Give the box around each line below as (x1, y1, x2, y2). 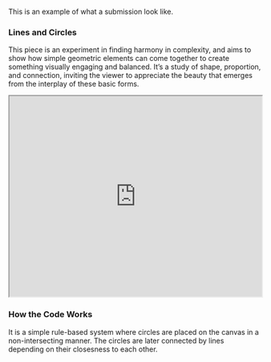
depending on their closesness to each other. (8, 344, 158, 354)
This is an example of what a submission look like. (8, 7, 174, 16)
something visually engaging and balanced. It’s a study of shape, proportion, (8, 62, 261, 71)
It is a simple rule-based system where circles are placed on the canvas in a (8, 327, 259, 336)
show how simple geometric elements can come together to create (8, 54, 230, 63)
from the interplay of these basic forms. (8, 79, 140, 89)
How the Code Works (8, 309, 93, 320)
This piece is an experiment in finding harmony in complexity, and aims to (8, 45, 252, 55)
